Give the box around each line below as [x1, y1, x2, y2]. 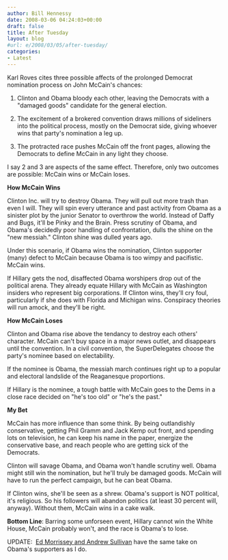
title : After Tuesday [7, 29, 69, 36]
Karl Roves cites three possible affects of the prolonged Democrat [7, 73, 193, 81]
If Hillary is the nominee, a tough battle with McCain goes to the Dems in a [7, 385, 216, 394]
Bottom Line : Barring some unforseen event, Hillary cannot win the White [7, 517, 214, 525]
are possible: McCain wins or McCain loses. [7, 170, 130, 178]
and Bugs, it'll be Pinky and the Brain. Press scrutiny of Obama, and [7, 218, 197, 227]
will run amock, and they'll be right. [7, 303, 106, 311]
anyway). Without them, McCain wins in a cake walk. [7, 504, 156, 512]
